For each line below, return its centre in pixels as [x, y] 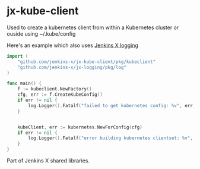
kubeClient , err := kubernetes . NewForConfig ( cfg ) [80, 127]
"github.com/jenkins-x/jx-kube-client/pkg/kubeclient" [87, 62]
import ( [18, 56]
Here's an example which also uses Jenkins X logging [73, 45]
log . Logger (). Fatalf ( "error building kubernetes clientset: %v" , [111, 138]
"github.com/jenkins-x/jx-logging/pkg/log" [72, 67]
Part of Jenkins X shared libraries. [48, 161]
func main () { [24, 84]
